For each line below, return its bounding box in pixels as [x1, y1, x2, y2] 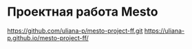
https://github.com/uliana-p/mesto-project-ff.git [7, 27, 143, 35]
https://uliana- [144, 27, 185, 35]
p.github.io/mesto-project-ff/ [7, 33, 89, 42]
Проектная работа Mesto [7, 4, 158, 20]
